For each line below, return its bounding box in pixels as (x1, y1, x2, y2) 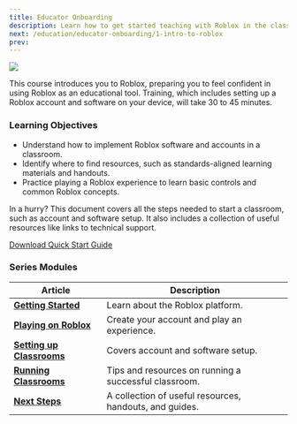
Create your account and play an (106, 313, 243, 325)
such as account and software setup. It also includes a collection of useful (9, 213, 280, 223)
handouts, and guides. (106, 400, 199, 413)
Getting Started (13, 299, 80, 311)
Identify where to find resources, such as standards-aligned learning (21, 158, 272, 169)
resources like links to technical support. (9, 222, 157, 232)
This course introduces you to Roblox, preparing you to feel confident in (9, 79, 271, 89)
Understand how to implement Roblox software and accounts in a (21, 139, 261, 150)
